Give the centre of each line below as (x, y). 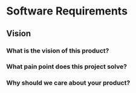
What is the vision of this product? (58, 51)
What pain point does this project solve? (67, 66)
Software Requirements (67, 11)
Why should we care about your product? (68, 83)
